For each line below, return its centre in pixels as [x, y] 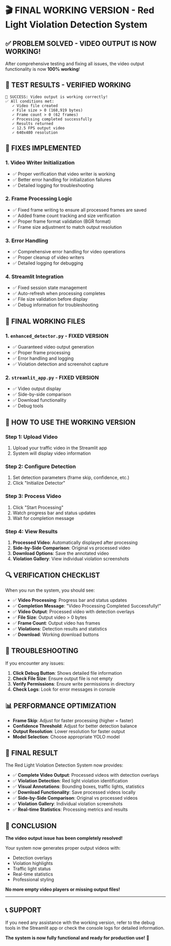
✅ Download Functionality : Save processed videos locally [74, 792]
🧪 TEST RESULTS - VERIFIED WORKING [68, 85]
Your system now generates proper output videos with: [63, 848]
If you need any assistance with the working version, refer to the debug [80, 922]
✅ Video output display [37, 389]
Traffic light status [32, 869]
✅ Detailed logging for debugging [48, 263]
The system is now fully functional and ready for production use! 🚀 [77, 938]
